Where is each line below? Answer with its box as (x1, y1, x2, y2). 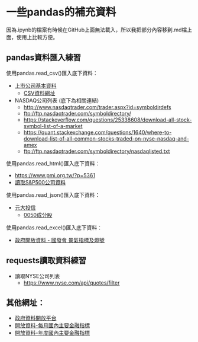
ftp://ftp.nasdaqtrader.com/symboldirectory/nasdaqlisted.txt (23, 148, 170, 155)
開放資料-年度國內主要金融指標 (14, 330, 90, 337)
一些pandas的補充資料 (6, 5, 116, 19)
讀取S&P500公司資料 (14, 178, 66, 186)
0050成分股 (23, 211, 53, 218)
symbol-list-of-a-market (23, 122, 83, 129)
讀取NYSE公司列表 (14, 272, 60, 279)
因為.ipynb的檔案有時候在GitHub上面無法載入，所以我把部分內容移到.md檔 (6, 26, 187, 33)
